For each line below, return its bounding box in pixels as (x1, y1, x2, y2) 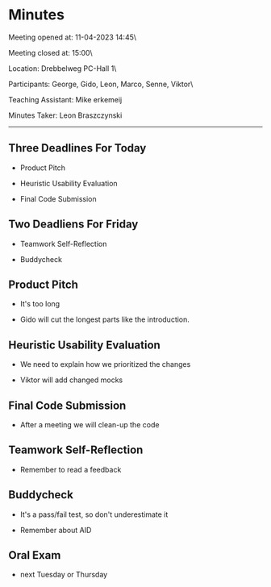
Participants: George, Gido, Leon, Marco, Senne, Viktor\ (8, 79, 194, 89)
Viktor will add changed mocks (19, 375, 123, 385)
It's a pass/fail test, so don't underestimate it (19, 510, 169, 519)
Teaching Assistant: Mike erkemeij (8, 94, 123, 104)
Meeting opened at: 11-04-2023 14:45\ (8, 32, 137, 42)
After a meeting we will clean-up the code (19, 420, 160, 429)
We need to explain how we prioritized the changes (19, 360, 191, 369)
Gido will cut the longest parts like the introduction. (19, 314, 190, 324)
